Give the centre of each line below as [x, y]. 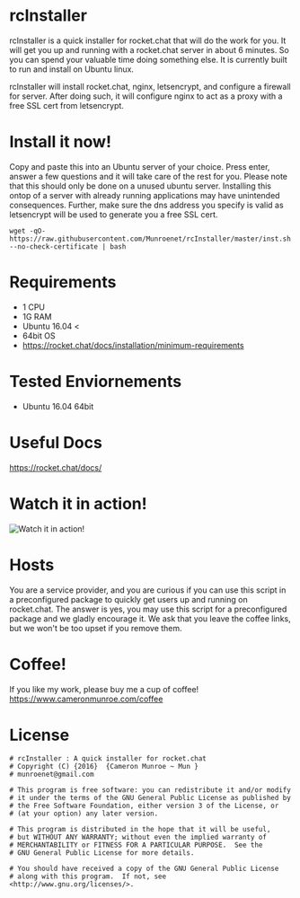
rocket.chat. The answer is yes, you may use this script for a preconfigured [148, 609]
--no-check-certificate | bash [68, 247]
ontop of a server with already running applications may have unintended [145, 195]
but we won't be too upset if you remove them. [96, 628]
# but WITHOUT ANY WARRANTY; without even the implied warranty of [138, 837]
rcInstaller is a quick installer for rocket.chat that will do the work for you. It [148, 40]
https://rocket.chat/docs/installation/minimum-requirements [133, 345]
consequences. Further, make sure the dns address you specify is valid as [147, 205]
